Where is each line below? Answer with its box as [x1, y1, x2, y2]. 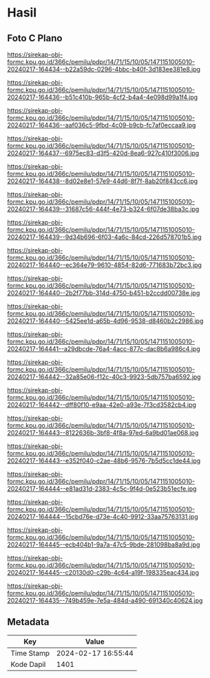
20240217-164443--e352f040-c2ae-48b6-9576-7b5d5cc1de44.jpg [7, 456, 201, 465]
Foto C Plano [7, 32, 63, 44]
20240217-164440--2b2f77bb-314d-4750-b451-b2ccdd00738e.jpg [7, 289, 200, 297]
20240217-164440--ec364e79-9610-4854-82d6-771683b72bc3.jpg [7, 261, 202, 269]
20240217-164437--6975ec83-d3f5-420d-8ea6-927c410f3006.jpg [7, 149, 200, 157]
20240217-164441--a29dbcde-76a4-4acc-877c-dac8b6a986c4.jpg [7, 345, 201, 352]
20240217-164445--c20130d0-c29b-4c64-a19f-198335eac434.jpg [7, 569, 200, 576]
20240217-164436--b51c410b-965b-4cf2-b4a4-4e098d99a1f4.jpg [7, 93, 198, 101]
